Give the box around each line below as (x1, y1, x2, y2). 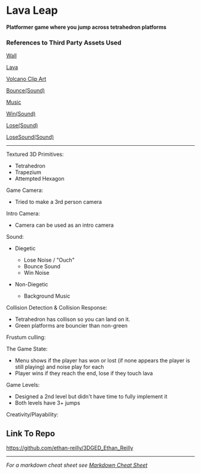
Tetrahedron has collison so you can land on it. (14, 316, 130, 323)
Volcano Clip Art (6, 76, 47, 83)
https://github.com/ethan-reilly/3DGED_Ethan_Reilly (6, 445, 133, 452)
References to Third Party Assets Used (6, 38, 121, 47)
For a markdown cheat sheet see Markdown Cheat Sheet (6, 461, 148, 469)
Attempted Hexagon (14, 175, 65, 182)
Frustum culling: (6, 334, 46, 341)
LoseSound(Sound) (6, 133, 54, 141)
